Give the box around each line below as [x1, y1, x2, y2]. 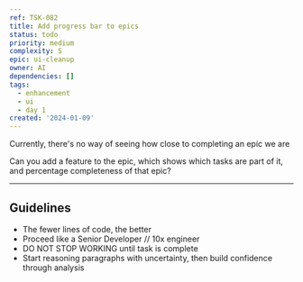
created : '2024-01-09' [9, 114, 95, 123]
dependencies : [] [9, 72, 75, 81]
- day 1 [17, 105, 47, 114]
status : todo [9, 30, 59, 39]
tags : [9, 80, 30, 89]
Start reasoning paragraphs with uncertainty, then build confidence [22, 252, 273, 263]
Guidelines [9, 200, 71, 215]
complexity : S [9, 47, 63, 56]
